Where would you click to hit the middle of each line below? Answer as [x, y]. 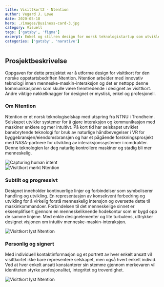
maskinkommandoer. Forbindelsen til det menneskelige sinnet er [70, 206]
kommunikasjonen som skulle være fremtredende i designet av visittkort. [78, 88]
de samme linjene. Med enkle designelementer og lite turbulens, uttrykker [79, 217]
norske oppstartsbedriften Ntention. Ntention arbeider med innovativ [74, 78]
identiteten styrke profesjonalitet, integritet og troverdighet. [64, 270]
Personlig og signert [30, 244]
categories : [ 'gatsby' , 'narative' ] [42, 41]
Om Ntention [20, 106]
